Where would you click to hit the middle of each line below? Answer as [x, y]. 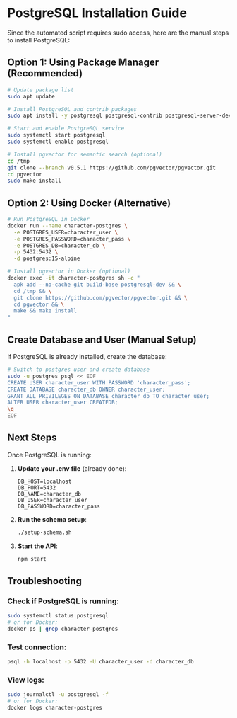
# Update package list [41, 90]
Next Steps [32, 438]
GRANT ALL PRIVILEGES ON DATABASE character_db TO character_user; [109, 396]
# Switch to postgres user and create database [79, 370]
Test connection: [37, 647]
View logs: [26, 680]
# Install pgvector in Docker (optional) [69, 272]
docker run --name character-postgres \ [68, 226]
